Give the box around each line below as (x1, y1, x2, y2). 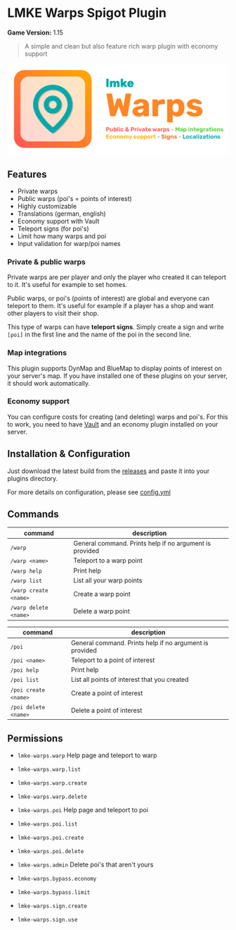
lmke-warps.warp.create (17, 780, 88, 787)
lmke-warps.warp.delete (17, 793, 88, 801)
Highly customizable (17, 202, 77, 210)
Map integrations (7, 348, 67, 357)
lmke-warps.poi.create (17, 834, 84, 842)
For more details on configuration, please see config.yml (7, 488, 171, 496)
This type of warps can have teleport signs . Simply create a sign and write (7, 323, 224, 331)
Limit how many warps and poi (17, 231, 107, 240)
